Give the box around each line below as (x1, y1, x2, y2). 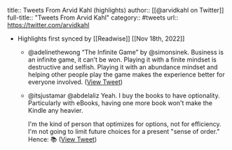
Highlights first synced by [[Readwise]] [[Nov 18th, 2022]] (17, 34, 185, 43)
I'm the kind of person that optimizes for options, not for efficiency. (27, 120, 222, 128)
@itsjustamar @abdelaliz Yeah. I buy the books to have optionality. (27, 91, 220, 100)
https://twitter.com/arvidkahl (7, 21, 90, 29)
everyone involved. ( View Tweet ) (27, 78, 123, 86)
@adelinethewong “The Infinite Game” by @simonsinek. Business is (27, 48, 224, 56)
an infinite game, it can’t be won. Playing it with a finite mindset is (27, 55, 217, 64)
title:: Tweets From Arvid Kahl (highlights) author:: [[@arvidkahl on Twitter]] (7, 6, 224, 14)
